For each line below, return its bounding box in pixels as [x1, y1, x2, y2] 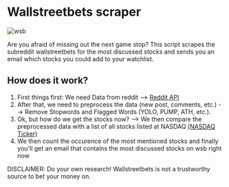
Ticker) [17, 129, 38, 137]
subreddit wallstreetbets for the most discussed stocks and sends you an [7, 47, 215, 56]
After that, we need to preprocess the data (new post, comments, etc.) [17, 100, 217, 109]
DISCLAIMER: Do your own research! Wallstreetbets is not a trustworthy [7, 164, 210, 173]
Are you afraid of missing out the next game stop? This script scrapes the [7, 40, 215, 48]
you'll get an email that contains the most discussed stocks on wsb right [17, 144, 222, 152]
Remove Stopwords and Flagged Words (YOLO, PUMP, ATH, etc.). [25, 107, 211, 115]
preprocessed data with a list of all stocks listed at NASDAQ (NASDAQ [17, 122, 215, 131]
